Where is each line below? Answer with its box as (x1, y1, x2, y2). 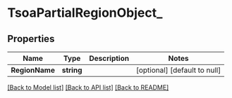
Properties (7, 33, 55, 45)
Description (89, 54, 129, 63)
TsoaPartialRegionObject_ (7, 5, 163, 21)
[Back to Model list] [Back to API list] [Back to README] (7, 83, 169, 92)
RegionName (11, 65, 55, 75)
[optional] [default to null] (135, 65, 221, 75)
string (61, 65, 83, 75)
